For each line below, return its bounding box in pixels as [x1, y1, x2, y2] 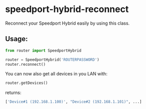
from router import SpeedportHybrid [5, 48, 81, 53]
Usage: [5, 35, 28, 43]
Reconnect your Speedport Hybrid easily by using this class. [5, 20, 130, 26]
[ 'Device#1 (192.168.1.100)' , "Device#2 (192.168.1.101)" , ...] [5, 99, 142, 104]
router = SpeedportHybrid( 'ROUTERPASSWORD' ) [5, 57, 99, 62]
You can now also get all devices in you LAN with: [5, 71, 107, 77]
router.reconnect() [5, 62, 46, 67]
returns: [5, 89, 21, 96]
